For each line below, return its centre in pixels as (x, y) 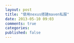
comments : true (21, 23)
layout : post (18, 10)
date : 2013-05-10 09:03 (30, 19)
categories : (17, 28)
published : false (23, 33)
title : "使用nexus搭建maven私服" (37, 14)
